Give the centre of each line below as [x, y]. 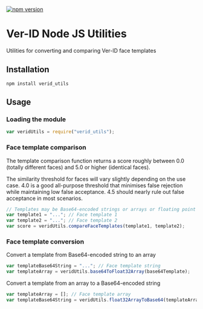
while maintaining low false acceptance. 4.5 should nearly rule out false [95, 191]
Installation [28, 70]
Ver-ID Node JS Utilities [66, 34]
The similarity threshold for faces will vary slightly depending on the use [96, 179]
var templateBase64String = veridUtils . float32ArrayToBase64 [85, 300]
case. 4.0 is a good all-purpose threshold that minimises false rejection [95, 185]
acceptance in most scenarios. [44, 198]
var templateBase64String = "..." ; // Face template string [84, 266]
